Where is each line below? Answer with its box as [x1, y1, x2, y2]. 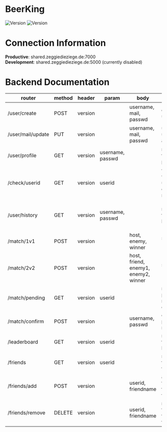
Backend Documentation [5, 77, 110, 88]
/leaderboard [7, 338, 38, 345]
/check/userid [7, 179, 41, 186]
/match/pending [7, 294, 45, 301]
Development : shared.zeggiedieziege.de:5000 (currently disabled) [5, 59, 143, 65]
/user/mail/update [7, 131, 50, 138]
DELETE [54, 409, 73, 416]
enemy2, [129, 270, 150, 277]
